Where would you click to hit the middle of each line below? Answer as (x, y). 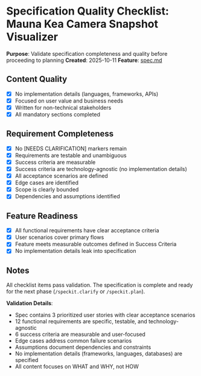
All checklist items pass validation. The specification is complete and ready (100, 285)
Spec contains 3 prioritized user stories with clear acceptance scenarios (105, 315)
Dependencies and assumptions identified (67, 196)
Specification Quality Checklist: (88, 11)
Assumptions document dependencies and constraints (83, 347)
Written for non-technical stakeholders (63, 107)
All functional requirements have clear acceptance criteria (87, 230)
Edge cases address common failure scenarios (73, 341)
